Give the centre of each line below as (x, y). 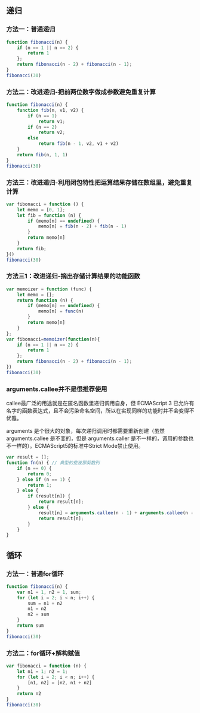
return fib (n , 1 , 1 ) (42, 154)
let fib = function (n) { (49, 215)
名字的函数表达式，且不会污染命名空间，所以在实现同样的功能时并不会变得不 (100, 411)
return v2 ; (52, 133)
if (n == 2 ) (43, 127)
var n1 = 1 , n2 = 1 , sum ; (49, 592)
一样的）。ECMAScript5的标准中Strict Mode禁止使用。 (77, 446)
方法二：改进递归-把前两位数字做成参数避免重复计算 (81, 92)
